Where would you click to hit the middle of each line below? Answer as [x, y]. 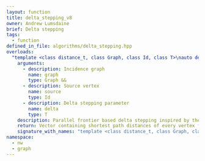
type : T [38, 114]
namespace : [20, 137]
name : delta [44, 109]
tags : [13, 35]
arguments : [31, 63]
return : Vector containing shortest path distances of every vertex [106, 126]
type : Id [39, 97]
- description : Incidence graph [63, 69]
